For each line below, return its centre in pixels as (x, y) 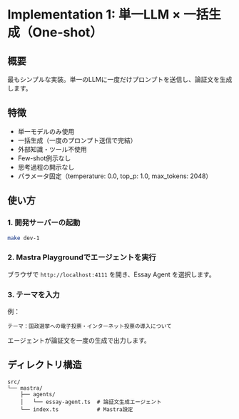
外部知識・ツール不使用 (52, 149)
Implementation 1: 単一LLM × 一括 (108, 15)
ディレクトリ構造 (45, 365)
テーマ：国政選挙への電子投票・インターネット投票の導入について (90, 326)
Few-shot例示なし (44, 158)
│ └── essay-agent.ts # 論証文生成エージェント (91, 402)
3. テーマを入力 (34, 294)
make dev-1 (24, 238)
